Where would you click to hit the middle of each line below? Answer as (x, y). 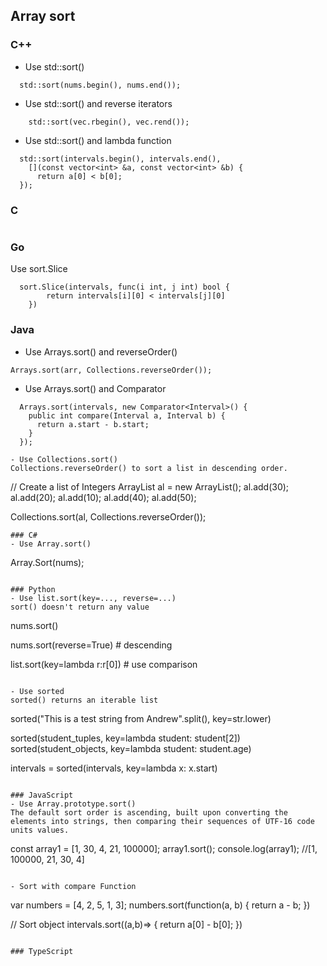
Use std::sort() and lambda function (98, 140)
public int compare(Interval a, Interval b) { (127, 415)
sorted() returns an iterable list (84, 700)
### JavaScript (42, 795)
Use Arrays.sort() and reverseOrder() (101, 351)
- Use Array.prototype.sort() (73, 804)
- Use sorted (37, 691)
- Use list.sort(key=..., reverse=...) (93, 598)
